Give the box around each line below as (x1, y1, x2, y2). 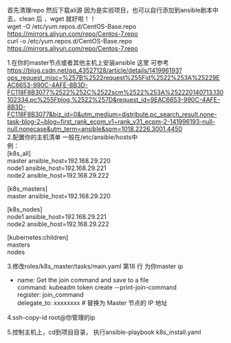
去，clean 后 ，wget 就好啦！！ (7, 14, 96, 23)
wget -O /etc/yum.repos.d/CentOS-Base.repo (7, 23, 137, 30)
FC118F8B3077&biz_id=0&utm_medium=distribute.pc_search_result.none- (7, 110, 217, 118)
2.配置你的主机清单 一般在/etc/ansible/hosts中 (7, 133, 138, 141)
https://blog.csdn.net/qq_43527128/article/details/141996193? (7, 66, 182, 74)
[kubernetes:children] (7, 233, 69, 241)
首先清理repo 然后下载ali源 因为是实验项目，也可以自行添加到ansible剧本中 (7, 6, 219, 14)
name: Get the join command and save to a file (16, 276, 149, 284)
